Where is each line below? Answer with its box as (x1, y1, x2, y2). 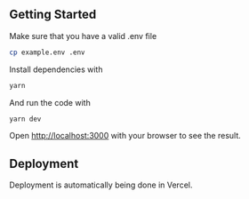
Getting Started (9, 7, 97, 22)
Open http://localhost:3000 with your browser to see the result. (9, 131, 242, 141)
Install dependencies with (9, 64, 103, 75)
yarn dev (9, 115, 42, 123)
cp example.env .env (9, 48, 86, 57)
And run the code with (9, 97, 91, 107)
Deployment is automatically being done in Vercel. (9, 179, 193, 190)
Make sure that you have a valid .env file (9, 30, 157, 41)
